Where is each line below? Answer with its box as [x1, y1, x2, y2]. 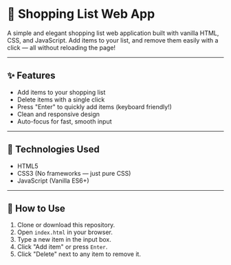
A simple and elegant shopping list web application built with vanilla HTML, [7, 29, 219, 37]
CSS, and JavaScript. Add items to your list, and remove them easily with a [7, 36, 219, 44]
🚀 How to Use [7, 203, 65, 214]
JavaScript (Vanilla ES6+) [16, 176, 89, 185]
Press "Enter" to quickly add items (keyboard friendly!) [16, 102, 172, 111]
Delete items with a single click [16, 95, 105, 104]
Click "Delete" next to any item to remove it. [16, 250, 141, 258]
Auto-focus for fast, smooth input [16, 117, 112, 126]
